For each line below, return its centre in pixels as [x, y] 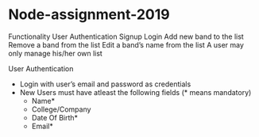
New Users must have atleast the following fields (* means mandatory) [135, 92]
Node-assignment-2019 [89, 15]
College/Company [61, 109]
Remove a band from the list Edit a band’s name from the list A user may [126, 44]
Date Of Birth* [54, 117]
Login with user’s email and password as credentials [105, 84]
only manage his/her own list [56, 53]
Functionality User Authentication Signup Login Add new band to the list [126, 36]
